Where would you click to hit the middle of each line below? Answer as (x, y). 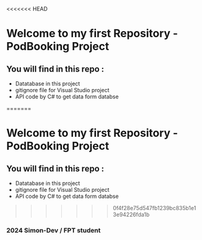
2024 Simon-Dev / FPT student (54, 230)
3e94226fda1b (131, 214)
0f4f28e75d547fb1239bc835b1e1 (155, 208)
